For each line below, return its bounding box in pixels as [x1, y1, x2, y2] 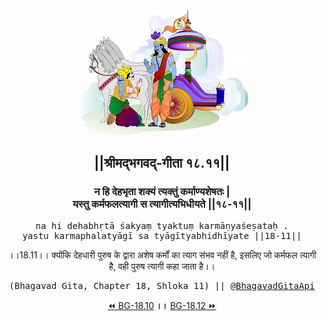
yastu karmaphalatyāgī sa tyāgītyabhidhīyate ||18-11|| [22, 230, 302, 241]
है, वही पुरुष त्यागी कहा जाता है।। [108, 260, 216, 272]
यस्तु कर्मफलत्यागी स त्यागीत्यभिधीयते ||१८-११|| [72, 197, 252, 211]
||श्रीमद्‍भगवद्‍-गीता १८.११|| [93, 155, 231, 172]
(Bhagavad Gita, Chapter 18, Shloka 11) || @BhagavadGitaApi [8, 280, 316, 291]
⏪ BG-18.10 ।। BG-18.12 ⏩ [107, 299, 217, 311]
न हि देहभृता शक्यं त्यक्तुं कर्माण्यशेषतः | [93, 185, 231, 199]
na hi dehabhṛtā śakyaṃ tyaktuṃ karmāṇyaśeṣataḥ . [35, 220, 289, 231]
